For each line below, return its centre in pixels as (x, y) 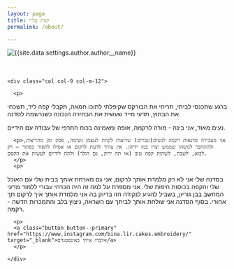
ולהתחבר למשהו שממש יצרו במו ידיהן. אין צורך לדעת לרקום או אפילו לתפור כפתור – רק (111, 147)
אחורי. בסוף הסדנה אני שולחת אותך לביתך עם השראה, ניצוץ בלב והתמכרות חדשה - (117, 202)
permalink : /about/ (36, 27)
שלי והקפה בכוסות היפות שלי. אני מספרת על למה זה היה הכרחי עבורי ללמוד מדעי (114, 187)
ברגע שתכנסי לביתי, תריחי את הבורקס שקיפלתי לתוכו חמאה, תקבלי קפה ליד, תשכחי (117, 106)
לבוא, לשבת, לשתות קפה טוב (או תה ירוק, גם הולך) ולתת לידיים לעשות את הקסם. (107, 154)
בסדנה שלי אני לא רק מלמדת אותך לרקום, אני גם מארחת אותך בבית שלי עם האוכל (115, 179)
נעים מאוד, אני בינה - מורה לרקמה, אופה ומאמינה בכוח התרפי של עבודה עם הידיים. (116, 127)
